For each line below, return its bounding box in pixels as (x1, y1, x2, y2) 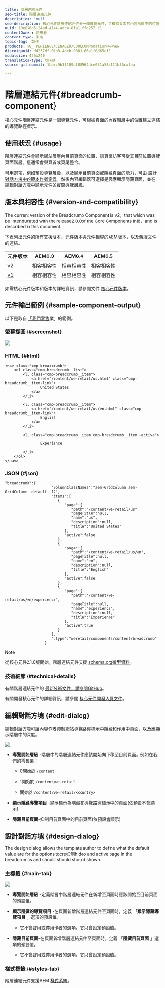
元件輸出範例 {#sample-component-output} (5, 301, 141, 310)
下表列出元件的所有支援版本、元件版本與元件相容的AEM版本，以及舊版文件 (5, 234, 157, 240)
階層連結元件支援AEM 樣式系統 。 (5, 977, 72, 983)
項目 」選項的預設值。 (16, 914, 61, 920)
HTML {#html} (5, 352, 40, 359)
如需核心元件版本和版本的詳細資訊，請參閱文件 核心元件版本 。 (5, 285, 131, 291)
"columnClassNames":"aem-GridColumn (51, 485, 126, 490)
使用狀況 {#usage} (5, 139, 62, 147)
